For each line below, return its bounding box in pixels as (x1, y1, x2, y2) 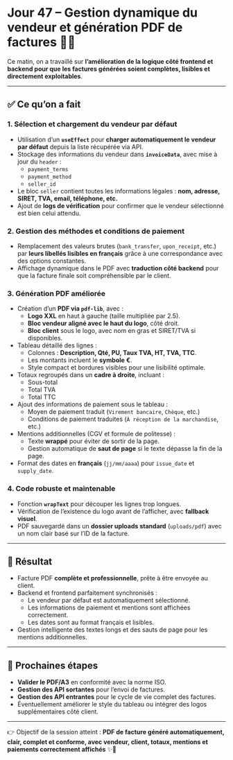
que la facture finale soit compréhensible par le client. (17, 271, 171, 279)
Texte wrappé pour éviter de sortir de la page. (27, 437, 160, 445)
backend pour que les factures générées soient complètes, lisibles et (7, 64, 210, 73)
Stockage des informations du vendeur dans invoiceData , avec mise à (17, 150, 218, 158)
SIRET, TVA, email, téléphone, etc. (17, 194, 118, 202)
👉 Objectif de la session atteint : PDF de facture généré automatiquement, (7, 728, 225, 736)
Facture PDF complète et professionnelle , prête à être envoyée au (17, 574, 208, 582)
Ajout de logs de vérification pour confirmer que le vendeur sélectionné (17, 201, 224, 209)
